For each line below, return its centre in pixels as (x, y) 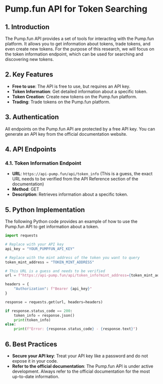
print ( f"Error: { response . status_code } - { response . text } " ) (76, 329)
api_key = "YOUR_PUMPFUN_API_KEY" (40, 249)
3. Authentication (32, 117)
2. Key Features (29, 75)
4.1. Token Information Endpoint (43, 163)
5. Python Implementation (45, 210)
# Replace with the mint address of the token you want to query (72, 257)
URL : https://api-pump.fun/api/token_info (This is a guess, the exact (82, 174)
